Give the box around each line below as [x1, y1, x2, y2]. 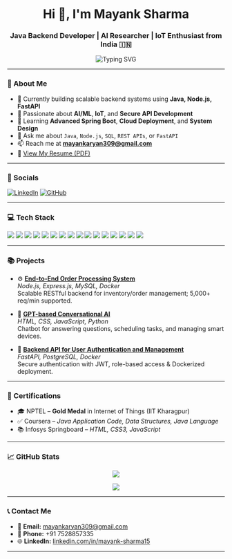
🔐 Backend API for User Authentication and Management [17, 345, 184, 353]
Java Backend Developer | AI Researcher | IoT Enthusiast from [10, 31, 222, 41]
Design [17, 124, 39, 132]
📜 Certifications [7, 390, 61, 400]
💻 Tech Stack [7, 213, 55, 222]
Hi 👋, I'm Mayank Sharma [42, 6, 190, 22]
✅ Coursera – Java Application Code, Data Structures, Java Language [17, 417, 219, 425]
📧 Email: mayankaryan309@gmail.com [17, 522, 128, 531]
